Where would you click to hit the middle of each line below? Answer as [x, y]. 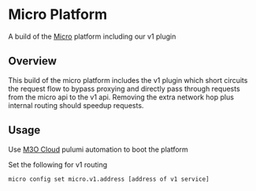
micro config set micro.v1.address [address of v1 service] [109, 179]
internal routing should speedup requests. [76, 105]
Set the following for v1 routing [58, 164]
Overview [33, 61]
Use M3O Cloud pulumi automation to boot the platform [98, 149]
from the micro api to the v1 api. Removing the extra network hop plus [121, 97]
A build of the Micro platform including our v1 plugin [92, 36]
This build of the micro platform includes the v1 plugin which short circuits [128, 80]
